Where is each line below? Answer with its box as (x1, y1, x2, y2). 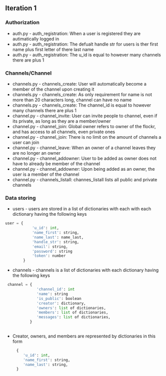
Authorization (5, 19, 40, 26)
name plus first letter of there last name (12, 46, 94, 52)
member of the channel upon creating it (12, 86, 94, 92)
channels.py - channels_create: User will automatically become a (12, 81, 146, 87)
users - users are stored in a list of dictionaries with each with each (12, 206, 151, 212)
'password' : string (31, 249, 72, 254)
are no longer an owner (12, 150, 61, 156)
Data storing (5, 194, 36, 201)
